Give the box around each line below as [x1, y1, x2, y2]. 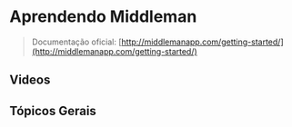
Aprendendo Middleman [9, 6, 197, 27]
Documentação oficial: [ [31, 36, 122, 47]
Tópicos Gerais [9, 103, 97, 119]
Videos [9, 73, 51, 88]
